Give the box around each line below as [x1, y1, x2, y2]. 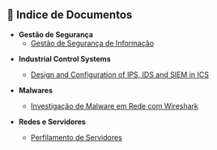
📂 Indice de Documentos [6, 8, 133, 22]
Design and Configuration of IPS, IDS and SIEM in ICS [30, 70, 210, 79]
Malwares [18, 85, 53, 95]
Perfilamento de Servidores [30, 132, 122, 142]
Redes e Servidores [18, 117, 86, 126]
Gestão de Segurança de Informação [30, 38, 155, 48]
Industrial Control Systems [18, 54, 111, 63]
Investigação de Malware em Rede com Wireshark [30, 101, 199, 110]
